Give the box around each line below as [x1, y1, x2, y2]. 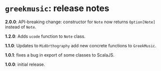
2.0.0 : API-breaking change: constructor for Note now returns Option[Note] [5, 19, 156, 25]
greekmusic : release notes [5, 3, 110, 14]
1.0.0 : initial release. [5, 61, 45, 67]
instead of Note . [5, 24, 36, 29]
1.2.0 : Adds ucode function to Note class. [5, 33, 86, 39]
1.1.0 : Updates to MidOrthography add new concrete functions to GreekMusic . [5, 43, 157, 48]
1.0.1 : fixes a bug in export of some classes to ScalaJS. [5, 52, 115, 58]
